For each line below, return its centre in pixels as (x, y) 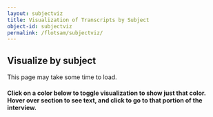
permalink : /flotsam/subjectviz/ (55, 33)
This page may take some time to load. (62, 77)
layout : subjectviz (35, 13)
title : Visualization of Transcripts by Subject (78, 20)
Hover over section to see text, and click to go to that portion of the (105, 100)
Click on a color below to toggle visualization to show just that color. (106, 93)
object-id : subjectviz (40, 26)
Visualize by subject (52, 60)
